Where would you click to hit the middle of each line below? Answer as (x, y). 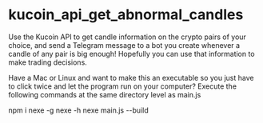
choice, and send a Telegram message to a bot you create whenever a (124, 45)
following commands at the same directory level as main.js (105, 94)
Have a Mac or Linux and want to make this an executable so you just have (131, 77)
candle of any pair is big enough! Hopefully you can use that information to (131, 54)
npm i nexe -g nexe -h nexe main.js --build (79, 110)
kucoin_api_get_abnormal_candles (126, 15)
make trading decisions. (48, 62)
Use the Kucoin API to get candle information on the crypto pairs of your (127, 37)
